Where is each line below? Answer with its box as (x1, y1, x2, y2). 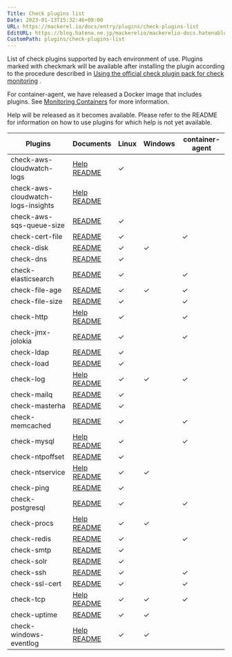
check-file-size (10, 296, 63, 306)
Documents (72, 139, 112, 149)
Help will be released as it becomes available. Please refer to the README (7, 111, 217, 120)
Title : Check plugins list (7, 10, 85, 17)
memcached (10, 421, 52, 430)
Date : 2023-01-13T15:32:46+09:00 (7, 17, 104, 23)
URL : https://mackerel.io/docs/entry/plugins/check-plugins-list (7, 23, 199, 30)
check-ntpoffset (10, 452, 65, 461)
